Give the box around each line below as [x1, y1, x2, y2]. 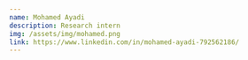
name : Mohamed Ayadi [9, 12, 86, 22]
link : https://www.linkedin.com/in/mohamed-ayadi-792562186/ [9, 37, 240, 47]
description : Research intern [9, 21, 121, 30]
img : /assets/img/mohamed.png [9, 29, 121, 38]
